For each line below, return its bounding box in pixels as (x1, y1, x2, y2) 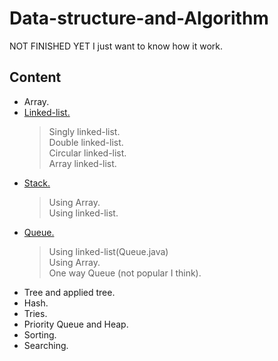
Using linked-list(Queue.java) (48, 245, 169, 257)
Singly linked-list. (48, 125, 121, 137)
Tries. (23, 307, 48, 319)
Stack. (23, 177, 51, 189)
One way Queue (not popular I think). (48, 267, 202, 279)
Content (9, 69, 62, 86)
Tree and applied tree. (23, 286, 116, 298)
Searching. (23, 339, 69, 351)
